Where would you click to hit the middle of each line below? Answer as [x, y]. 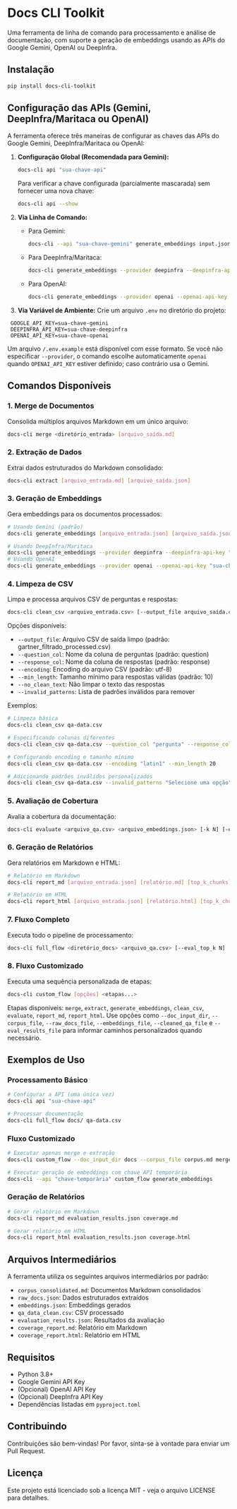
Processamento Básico [48, 1079]
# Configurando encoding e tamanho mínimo [71, 757]
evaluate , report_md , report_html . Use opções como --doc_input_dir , [109, 1015]
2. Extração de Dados [45, 452]
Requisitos [31, 1357]
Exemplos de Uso [46, 1060]
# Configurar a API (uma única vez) [61, 1095]
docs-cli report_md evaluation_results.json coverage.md [93, 1218]
